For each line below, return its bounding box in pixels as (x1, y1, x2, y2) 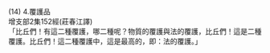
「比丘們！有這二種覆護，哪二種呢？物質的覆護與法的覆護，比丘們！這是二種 (8, 27, 262, 36)
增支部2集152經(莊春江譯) (8, 17, 93, 26)
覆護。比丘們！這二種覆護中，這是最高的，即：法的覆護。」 (8, 36, 202, 46)
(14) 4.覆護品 (8, 7, 51, 16)
